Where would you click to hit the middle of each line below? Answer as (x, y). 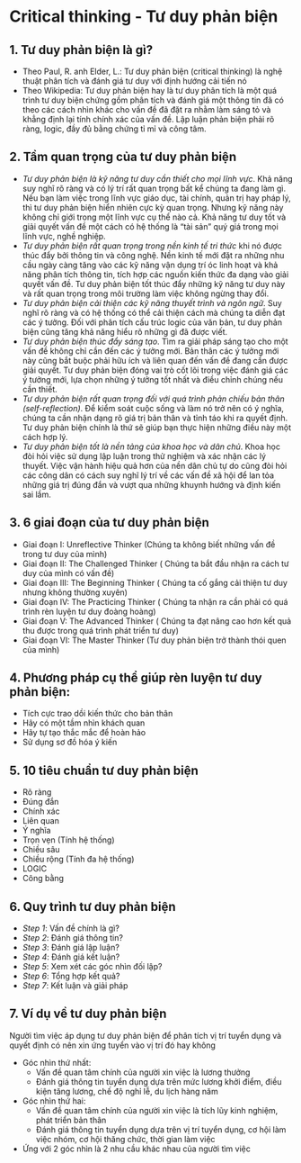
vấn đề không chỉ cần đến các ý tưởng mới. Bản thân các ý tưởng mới (150, 351)
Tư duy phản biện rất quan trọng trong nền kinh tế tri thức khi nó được (152, 246)
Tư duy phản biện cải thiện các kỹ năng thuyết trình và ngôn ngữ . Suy (152, 302)
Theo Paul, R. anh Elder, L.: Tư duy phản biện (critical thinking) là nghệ (152, 71)
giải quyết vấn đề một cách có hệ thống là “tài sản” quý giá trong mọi (150, 226)
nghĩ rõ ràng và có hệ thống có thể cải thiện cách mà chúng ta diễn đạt (154, 312)
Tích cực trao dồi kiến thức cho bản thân (97, 714)
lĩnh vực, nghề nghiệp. (64, 236)
